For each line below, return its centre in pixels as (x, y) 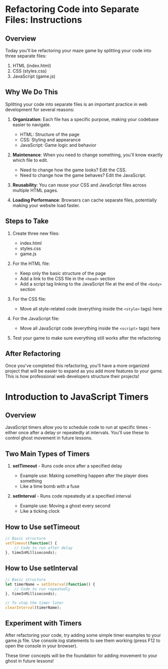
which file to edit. (30, 160)
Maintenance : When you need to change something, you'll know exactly (88, 155)
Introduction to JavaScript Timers (77, 397)
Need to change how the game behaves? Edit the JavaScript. (83, 175)
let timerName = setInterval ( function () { (50, 585)
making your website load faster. (46, 205)
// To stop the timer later (35, 603)
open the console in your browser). (41, 646)
